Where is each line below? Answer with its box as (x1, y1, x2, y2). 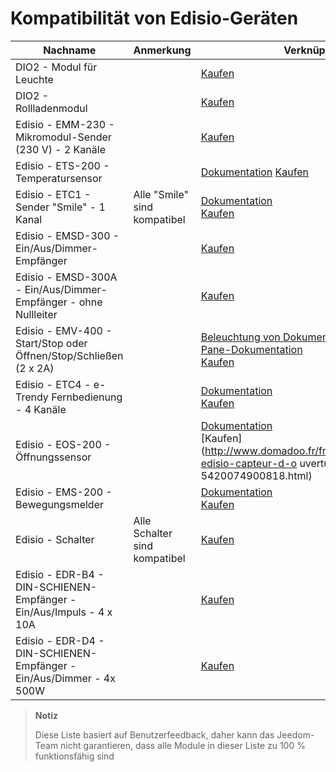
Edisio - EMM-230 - (15, 117, 115, 131)
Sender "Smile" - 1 (15, 200, 106, 214)
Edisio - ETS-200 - (15, 158, 110, 172)
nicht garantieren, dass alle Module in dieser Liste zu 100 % (60, 739, 306, 751)
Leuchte (15, 72, 54, 86)
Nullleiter (15, 307, 58, 321)
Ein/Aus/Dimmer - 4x (15, 671, 116, 685)
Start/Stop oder (15, 336, 88, 350)
